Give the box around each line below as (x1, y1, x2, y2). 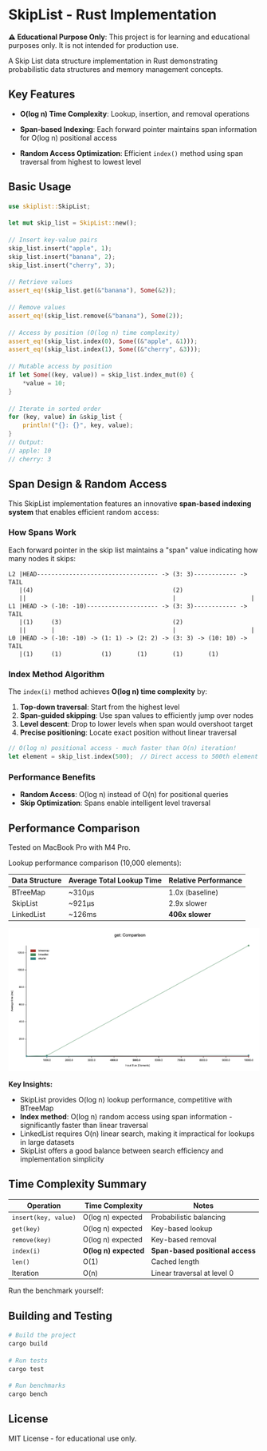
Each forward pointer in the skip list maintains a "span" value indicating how (8, 545, 258, 555)
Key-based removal (151, 1234, 217, 1244)
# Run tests (8, 1357, 48, 1365)
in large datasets (19, 1137, 75, 1146)
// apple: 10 (8, 446, 52, 455)
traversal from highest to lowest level (19, 157, 142, 166)
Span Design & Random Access (8, 477, 167, 491)
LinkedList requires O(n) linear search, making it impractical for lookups (19, 1129, 255, 1138)
